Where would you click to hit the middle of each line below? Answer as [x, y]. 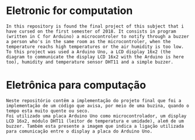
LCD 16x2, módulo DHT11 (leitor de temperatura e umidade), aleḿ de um [95, 121]
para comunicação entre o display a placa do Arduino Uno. [79, 131]
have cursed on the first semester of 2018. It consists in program [91, 31]
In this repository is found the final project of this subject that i [95, 26]
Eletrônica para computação [76, 85]
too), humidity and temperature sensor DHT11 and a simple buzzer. [90, 62]
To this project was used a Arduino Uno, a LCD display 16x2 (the [88, 52]
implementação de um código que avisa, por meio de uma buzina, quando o [98, 106]
